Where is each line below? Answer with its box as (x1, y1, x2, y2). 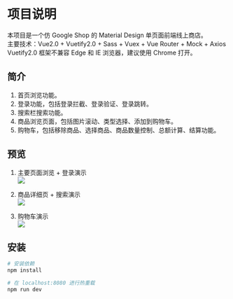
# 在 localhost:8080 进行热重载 (7, 279, 96, 287)
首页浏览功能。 (17, 90, 61, 99)
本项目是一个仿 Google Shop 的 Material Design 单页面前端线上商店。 (7, 31, 208, 39)
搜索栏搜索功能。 (17, 108, 67, 116)
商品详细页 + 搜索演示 (17, 190, 80, 198)
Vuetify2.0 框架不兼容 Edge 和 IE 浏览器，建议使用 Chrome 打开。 (7, 48, 197, 57)
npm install (7, 267, 42, 274)
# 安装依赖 (7, 260, 35, 267)
